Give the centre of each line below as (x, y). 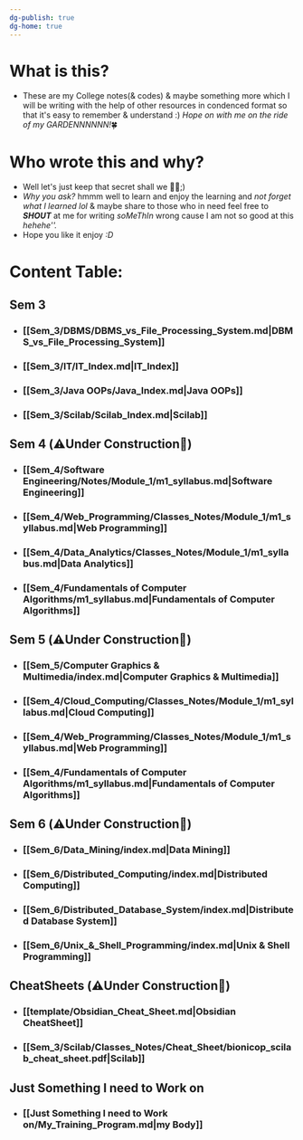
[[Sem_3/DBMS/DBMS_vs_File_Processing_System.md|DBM (158, 330)
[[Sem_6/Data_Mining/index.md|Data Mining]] (126, 850)
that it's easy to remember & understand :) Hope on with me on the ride (155, 115)
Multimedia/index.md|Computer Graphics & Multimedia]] (151, 677)
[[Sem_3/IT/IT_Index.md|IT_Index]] (100, 366)
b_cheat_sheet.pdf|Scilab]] (84, 1059)
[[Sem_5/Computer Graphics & (91, 666)
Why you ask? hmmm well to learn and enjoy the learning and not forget (156, 196)
